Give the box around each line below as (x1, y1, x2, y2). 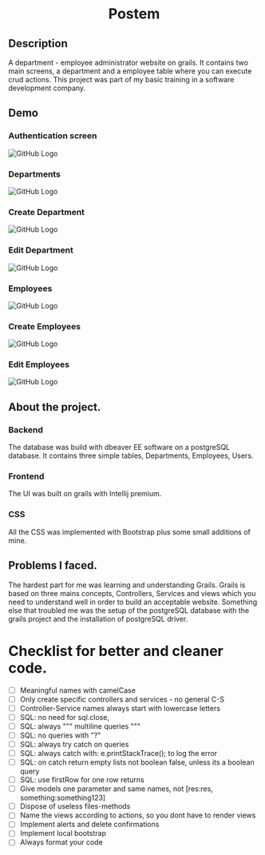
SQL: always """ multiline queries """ (19, 721, 141, 731)
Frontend (8, 471, 45, 482)
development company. (8, 83, 86, 93)
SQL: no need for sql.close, (19, 712, 110, 722)
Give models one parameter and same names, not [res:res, (19, 784, 213, 793)
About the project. (8, 400, 101, 414)
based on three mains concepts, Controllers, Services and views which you (8, 588, 256, 598)
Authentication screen (8, 130, 97, 141)
